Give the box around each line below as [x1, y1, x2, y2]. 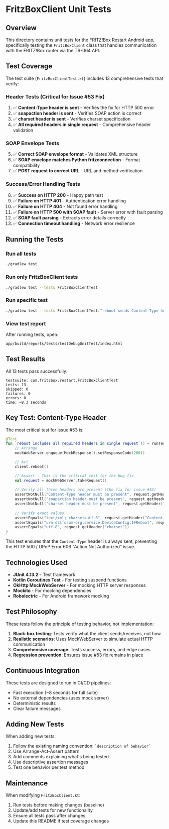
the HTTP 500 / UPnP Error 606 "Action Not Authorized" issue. [6, 544, 135, 550]
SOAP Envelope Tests [6, 140, 60, 147]
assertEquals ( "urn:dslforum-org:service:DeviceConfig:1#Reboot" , [15, 520, 154, 525]
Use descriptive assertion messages [13, 759, 88, 765]
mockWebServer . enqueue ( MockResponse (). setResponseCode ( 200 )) [15, 450, 145, 455]
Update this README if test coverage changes [13, 818, 109, 824]
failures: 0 [6, 391, 31, 396]
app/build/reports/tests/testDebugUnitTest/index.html [6, 341, 123, 346]
